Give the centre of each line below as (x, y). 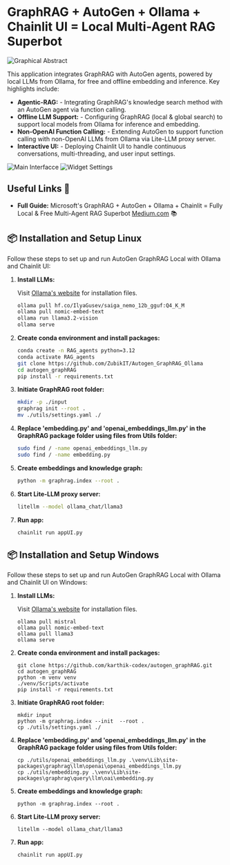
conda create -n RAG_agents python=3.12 (76, 351)
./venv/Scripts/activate (53, 684)
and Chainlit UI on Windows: (47, 583)
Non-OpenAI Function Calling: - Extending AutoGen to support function (120, 131)
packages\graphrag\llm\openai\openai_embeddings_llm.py (99, 766)
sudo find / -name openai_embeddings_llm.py (82, 448)
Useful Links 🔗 (39, 189)
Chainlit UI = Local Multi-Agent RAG (111, 27)
